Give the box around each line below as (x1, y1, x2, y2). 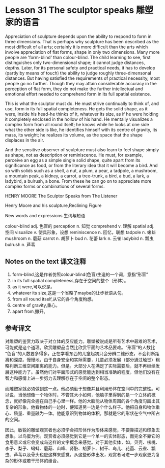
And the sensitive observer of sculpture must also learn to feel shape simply (5, 146, 159, 153)
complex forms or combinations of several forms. (5, 183, 105, 189)
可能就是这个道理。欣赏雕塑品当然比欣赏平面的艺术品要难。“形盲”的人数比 (5, 344, 156, 350)
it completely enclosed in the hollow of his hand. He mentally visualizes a (5, 116, 153, 122)
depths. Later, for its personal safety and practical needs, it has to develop (5, 65, 156, 70)
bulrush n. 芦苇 (5, 241, 35, 247)
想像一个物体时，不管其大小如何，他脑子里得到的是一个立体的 (26, 392, 151, 398)
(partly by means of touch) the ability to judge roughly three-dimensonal (5, 70, 151, 76)
